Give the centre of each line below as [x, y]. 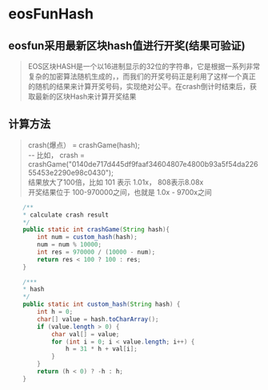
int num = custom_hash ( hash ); [87, 238]
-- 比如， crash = [56, 155]
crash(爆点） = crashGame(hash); [84, 144]
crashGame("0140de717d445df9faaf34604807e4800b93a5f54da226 [143, 164]
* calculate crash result [66, 215]
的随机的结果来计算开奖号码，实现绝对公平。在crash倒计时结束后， [139, 86]
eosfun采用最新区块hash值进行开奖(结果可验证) [127, 45]
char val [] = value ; [85, 334]
